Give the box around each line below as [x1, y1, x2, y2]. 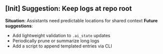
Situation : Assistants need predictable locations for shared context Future [5, 17, 158, 23]
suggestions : [5, 23, 33, 29]
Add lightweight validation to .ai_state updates [12, 32, 111, 38]
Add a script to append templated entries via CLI [12, 43, 112, 49]
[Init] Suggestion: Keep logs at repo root [5, 4, 132, 13]
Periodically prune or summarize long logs [12, 38, 100, 44]
